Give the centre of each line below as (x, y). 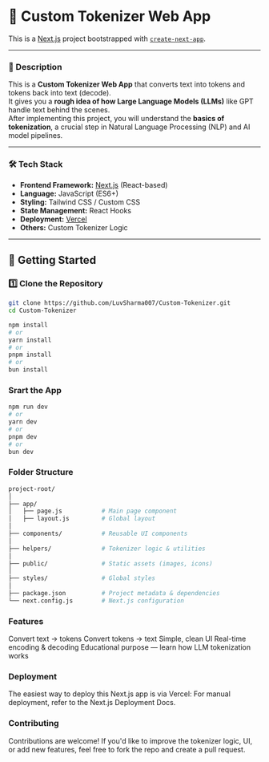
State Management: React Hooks (76, 210)
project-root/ (32, 488)
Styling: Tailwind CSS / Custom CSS (80, 202)
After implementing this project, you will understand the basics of (116, 119)
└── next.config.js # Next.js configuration (96, 601)
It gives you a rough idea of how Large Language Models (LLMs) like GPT (131, 101)
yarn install (30, 340)
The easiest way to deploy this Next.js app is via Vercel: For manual (119, 694)
